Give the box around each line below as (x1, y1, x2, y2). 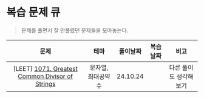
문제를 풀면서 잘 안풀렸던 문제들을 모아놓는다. (21, 27, 129, 34)
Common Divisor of (18, 72, 73, 80)
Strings (35, 79, 56, 88)
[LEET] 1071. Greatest (13, 64, 78, 73)
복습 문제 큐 (6, 5, 61, 19)
